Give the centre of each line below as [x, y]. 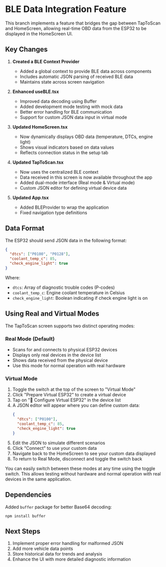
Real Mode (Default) [30, 339]
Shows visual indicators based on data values [67, 147]
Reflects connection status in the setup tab [64, 152]
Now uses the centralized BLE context [59, 172]
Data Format [25, 228]
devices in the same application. [38, 479]
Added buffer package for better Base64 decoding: [58, 507]
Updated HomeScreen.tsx [40, 127]
